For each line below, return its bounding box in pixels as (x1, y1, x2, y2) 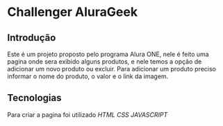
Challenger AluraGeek (7, 4, 138, 20)
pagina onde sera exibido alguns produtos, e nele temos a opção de (7, 57, 202, 66)
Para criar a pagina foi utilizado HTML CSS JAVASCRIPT (7, 110, 168, 118)
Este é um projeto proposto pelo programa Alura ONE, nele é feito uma (7, 50, 210, 58)
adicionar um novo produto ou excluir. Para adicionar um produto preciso (7, 65, 217, 73)
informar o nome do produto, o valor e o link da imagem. (7, 72, 169, 80)
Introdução (7, 32, 56, 44)
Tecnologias (7, 92, 62, 104)
